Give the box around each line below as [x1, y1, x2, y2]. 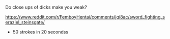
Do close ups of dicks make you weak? [5, 4, 88, 10]
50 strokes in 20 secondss [12, 29, 69, 34]
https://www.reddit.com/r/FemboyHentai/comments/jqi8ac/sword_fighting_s [5, 14, 165, 19]
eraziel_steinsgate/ [5, 19, 45, 25]
